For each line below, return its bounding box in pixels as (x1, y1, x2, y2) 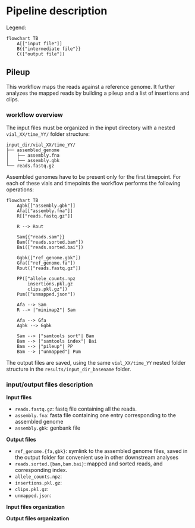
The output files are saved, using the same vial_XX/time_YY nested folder (6, 359, 186, 367)
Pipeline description (6, 4, 108, 18)
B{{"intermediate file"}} (17, 46, 81, 52)
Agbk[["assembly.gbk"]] (17, 203, 76, 209)
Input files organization (6, 504, 65, 511)
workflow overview (6, 110, 64, 119)
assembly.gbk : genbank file (14, 424, 81, 431)
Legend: (6, 24, 27, 31)
